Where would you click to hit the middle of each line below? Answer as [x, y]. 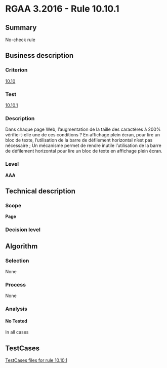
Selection [17, 261]
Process [16, 284]
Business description [39, 56]
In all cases [17, 332]
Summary [21, 28]
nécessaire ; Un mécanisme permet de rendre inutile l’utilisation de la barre [83, 145]
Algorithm [22, 246]
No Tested [16, 321]
